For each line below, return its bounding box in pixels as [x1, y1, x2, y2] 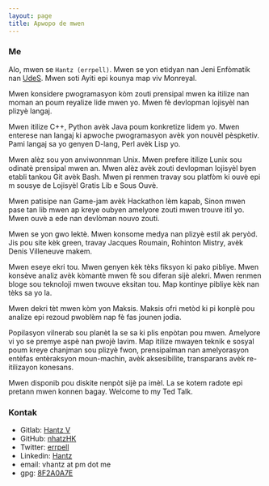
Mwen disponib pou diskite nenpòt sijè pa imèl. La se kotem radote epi [8, 377, 243, 387]
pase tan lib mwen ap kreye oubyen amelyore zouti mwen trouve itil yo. [8, 204, 245, 215]
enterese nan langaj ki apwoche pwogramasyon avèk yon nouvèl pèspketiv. [8, 130, 260, 140]
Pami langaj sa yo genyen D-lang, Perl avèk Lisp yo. [8, 139, 181, 148]
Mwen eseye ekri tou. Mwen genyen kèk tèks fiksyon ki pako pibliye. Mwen [8, 262, 259, 271]
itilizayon [8, 362, 38, 372]
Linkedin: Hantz [19, 451, 73, 461]
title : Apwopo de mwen [8, 19, 85, 28]
